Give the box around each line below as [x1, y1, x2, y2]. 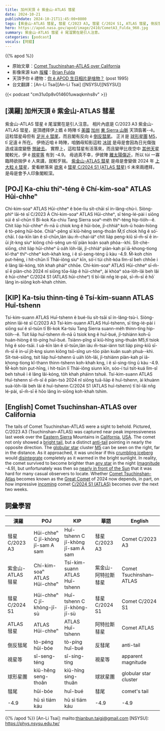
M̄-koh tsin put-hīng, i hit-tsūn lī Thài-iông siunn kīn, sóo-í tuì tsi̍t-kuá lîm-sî [5, 365, 158, 371]
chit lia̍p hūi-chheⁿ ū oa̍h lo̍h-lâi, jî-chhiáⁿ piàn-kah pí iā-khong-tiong [19, 245, 157, 251]
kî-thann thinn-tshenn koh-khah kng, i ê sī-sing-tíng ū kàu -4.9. [31, 360, 160, 366]
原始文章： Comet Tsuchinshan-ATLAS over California [12, 63, 120, 69]
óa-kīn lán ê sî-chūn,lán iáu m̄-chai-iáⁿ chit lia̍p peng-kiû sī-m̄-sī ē [18, 234, 152, 240]
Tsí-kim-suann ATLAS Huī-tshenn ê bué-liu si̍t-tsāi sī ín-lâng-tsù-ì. [5, 314, 139, 320]
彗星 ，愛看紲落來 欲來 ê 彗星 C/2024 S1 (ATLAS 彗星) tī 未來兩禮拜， [19, 164, 157, 170]
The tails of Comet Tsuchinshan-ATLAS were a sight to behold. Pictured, [5, 423, 152, 429]
